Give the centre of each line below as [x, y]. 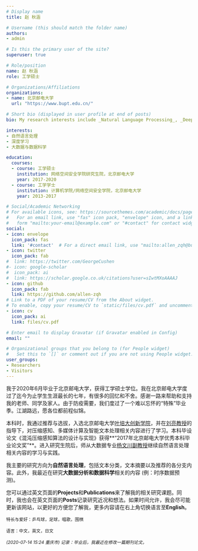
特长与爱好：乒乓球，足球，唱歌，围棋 [45, 519]
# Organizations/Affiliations [43, 87]
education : [19, 158]
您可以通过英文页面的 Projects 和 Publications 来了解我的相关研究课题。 [92, 492]
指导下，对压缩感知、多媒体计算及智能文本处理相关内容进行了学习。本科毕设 [99, 430]
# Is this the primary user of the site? [58, 50]
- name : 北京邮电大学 [30, 98]
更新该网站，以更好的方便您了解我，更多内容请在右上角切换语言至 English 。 [98, 507]
